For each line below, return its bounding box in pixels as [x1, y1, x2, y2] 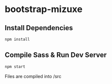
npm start [5, 64, 26, 69]
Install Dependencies [5, 24, 73, 32]
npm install [5, 37, 30, 42]
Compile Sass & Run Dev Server [5, 51, 107, 59]
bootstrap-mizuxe [5, 4, 83, 15]
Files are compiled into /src [5, 73, 62, 79]
